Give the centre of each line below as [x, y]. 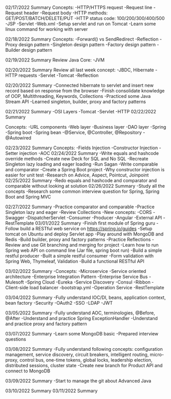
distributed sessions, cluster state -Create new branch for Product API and [84, 365]
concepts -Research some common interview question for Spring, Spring [82, 191]
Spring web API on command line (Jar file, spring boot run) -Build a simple [84, 250]
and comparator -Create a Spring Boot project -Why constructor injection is [85, 169]
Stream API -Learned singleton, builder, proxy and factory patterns [76, 102]
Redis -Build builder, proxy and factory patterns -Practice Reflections [78, 240]
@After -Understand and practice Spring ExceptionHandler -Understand [81, 318]
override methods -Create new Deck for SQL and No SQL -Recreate [77, 159]
